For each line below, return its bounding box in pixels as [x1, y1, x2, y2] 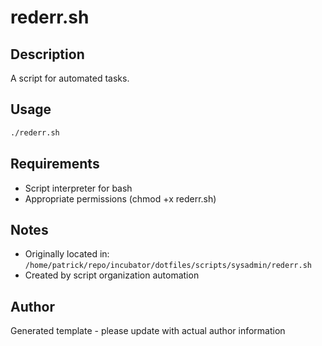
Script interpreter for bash [24, 182, 133, 194]
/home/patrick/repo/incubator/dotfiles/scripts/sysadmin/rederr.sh [24, 261, 312, 271]
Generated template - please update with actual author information [10, 325, 286, 337]
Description [10, 46, 85, 63]
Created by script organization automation [24, 269, 200, 281]
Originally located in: [24, 248, 110, 260]
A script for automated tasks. [10, 72, 130, 84]
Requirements [10, 156, 100, 173]
